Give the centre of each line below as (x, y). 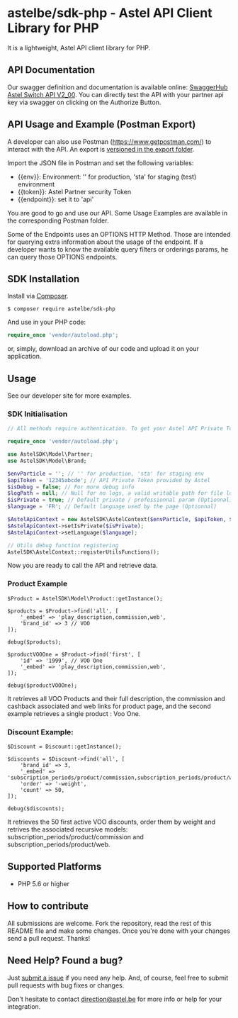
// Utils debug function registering (63, 545)
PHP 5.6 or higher (43, 883)
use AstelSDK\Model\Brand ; (47, 461)
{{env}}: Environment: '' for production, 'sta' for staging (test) (107, 177)
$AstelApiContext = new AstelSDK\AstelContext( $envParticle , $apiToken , (117, 520)
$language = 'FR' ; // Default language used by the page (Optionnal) (112, 507)
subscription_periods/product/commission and (75, 837)
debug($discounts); (36, 809)
